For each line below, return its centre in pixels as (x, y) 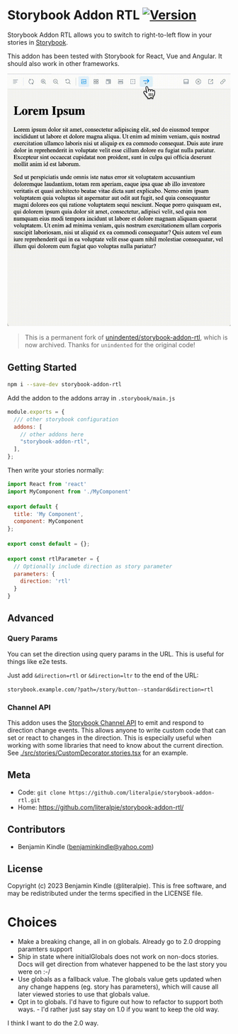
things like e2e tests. (38, 661)
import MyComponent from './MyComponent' (69, 491)
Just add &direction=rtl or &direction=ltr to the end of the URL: (103, 675)
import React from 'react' (47, 484)
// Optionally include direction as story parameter (93, 566)
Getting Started (42, 367)
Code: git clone (41, 792)
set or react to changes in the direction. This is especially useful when (109, 738)
